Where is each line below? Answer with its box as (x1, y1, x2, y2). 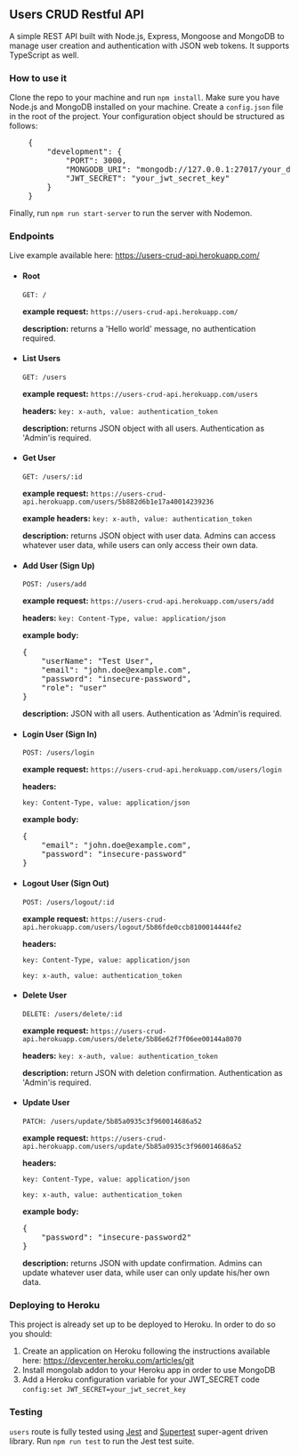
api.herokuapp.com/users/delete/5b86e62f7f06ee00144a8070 (21, 1034, 242, 1044)
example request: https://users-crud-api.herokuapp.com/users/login (21, 764, 282, 775)
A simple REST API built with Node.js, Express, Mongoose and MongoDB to (9, 30, 285, 41)
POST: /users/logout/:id (21, 898, 115, 907)
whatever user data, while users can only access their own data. (21, 540, 258, 551)
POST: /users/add (21, 580, 87, 589)
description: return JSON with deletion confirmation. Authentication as (21, 1067, 283, 1078)
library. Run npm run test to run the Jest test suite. (9, 1435, 195, 1446)
